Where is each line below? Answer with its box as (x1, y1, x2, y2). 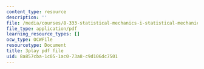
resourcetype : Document (6, 43, 67, 49)
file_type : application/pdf (6, 25, 78, 32)
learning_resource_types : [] (6, 31, 80, 37)
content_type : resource (6, 8, 67, 15)
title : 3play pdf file (6, 48, 64, 54)
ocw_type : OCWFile (6, 37, 53, 43)
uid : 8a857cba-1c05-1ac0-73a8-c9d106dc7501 (6, 53, 118, 59)
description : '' (6, 14, 47, 20)
